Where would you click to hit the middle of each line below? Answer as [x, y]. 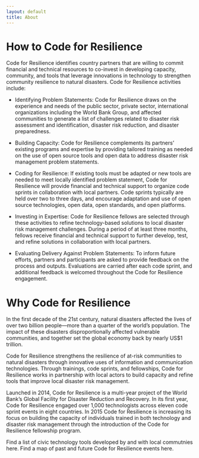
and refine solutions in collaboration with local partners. [83, 242]
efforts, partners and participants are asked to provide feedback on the [102, 260]
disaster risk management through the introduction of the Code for [88, 424]
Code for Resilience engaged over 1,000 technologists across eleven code [97, 406]
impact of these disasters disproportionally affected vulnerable [83, 332]
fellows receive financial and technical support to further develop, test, [101, 236]
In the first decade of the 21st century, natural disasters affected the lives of [99, 319]
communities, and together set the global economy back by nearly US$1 [94, 338]
